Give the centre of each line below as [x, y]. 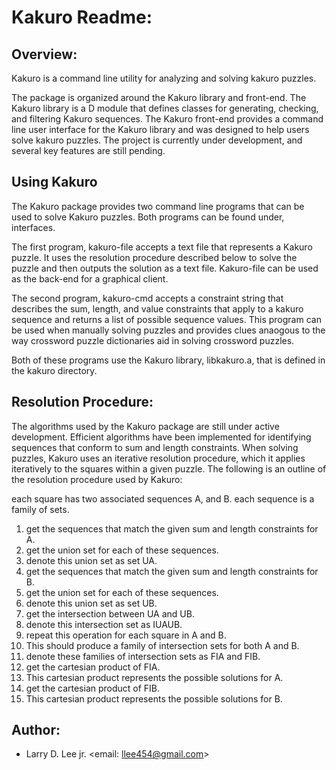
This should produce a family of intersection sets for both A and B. [162, 645]
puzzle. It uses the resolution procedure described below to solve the [154, 257]
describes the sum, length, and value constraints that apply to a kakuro [157, 308]
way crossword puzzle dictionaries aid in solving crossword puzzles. [153, 340]
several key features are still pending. [88, 150]
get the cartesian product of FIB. [93, 688]
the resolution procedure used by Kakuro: [97, 479]
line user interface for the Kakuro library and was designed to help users [160, 129]
